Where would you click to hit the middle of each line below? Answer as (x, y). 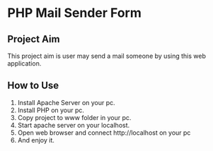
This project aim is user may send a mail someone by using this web (107, 56)
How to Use (33, 86)
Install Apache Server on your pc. (66, 102)
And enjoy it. (36, 140)
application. (24, 64)
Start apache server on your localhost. (74, 125)
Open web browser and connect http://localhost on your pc (104, 133)
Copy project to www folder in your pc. (74, 117)
